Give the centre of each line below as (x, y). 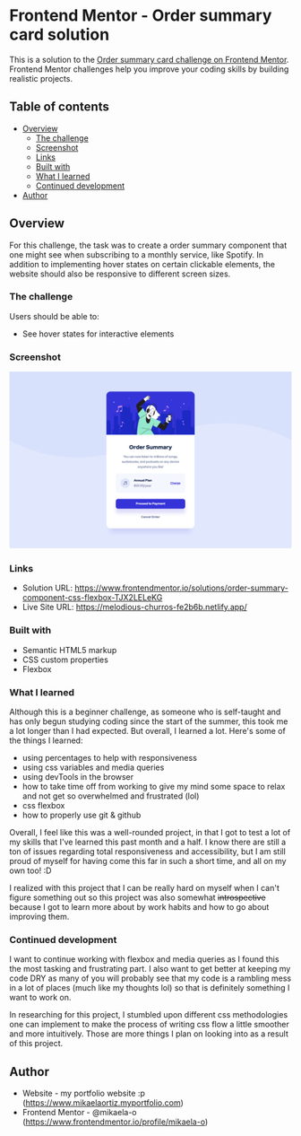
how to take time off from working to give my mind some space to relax (154, 787)
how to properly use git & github (82, 815)
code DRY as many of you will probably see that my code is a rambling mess (150, 978)
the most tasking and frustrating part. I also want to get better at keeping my (150, 969)
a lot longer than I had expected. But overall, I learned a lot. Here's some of (148, 731)
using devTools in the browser (78, 777)
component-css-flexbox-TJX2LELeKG (92, 598)
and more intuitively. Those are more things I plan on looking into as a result (149, 1034)
